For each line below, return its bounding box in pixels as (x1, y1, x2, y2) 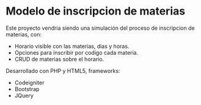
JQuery (14, 92, 34, 99)
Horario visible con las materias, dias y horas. (14, 42, 130, 50)
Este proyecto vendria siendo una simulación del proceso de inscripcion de (5, 24, 195, 32)
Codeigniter (14, 79, 45, 86)
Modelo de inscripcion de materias (5, 4, 186, 18)
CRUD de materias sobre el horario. (14, 55, 104, 63)
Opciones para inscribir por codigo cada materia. (14, 49, 139, 56)
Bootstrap (14, 85, 40, 92)
